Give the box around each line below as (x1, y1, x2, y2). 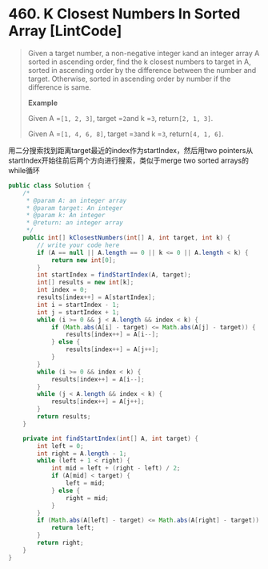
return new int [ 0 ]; (50, 256, 116, 264)
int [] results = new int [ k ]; (37, 278, 134, 287)
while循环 (8, 165, 40, 175)
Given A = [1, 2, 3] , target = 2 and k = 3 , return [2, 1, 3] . (27, 113, 214, 123)
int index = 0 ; (37, 286, 88, 294)
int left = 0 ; (37, 442, 84, 450)
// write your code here (37, 241, 120, 249)
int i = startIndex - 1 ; (37, 301, 120, 309)
